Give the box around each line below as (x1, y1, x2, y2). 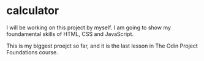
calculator (6, 4, 59, 18)
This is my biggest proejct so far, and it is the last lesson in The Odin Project (6, 42, 198, 49)
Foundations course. (6, 48, 58, 56)
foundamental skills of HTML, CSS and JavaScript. (6, 30, 134, 37)
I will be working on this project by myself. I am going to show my (6, 24, 172, 31)
